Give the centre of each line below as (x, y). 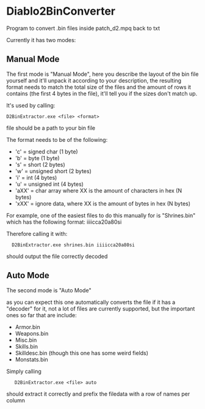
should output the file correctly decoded (57, 256)
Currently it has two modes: (41, 40)
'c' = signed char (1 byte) (46, 152)
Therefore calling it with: (37, 234)
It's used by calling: (31, 105)
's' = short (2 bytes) (40, 164)
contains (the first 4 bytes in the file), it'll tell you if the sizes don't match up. (102, 94)
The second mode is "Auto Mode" (49, 290)
